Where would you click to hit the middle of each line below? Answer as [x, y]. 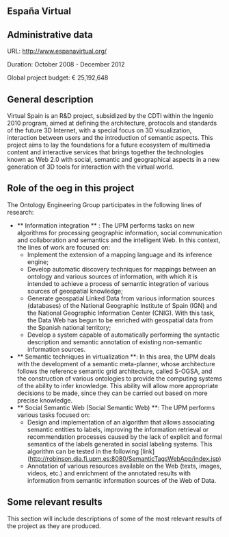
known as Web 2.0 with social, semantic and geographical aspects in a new [113, 160]
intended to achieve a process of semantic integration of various [118, 283]
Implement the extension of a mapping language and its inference [120, 254]
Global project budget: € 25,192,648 [58, 77]
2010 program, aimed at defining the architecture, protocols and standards [112, 123]
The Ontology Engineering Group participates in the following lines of [105, 204]
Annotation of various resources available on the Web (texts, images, [124, 466]
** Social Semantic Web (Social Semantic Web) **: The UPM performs [116, 407]
